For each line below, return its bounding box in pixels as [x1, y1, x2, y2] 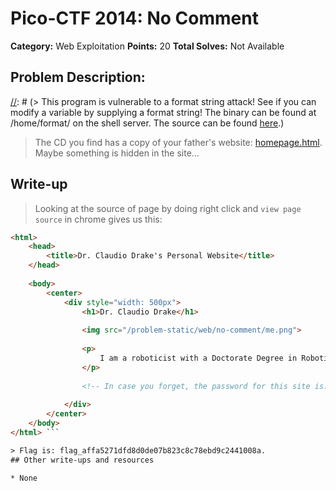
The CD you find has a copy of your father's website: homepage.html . [34, 136, 323, 148]
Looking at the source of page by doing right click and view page [34, 202, 302, 214]
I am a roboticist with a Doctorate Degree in [99, 353, 298, 363]
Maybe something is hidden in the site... [34, 147, 200, 159]
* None [10, 473, 38, 483]
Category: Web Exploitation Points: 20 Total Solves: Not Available [10, 40, 285, 52]
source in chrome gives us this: [34, 213, 163, 225]
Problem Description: [10, 69, 146, 86]
